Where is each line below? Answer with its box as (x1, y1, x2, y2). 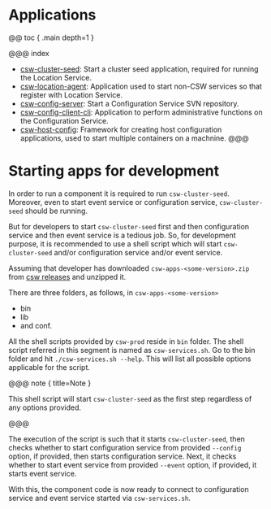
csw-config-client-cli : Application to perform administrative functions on (19, 107, 263, 117)
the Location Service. (19, 72, 92, 82)
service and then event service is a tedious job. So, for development (8, 230, 237, 240)
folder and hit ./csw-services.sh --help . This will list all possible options (8, 354, 252, 363)
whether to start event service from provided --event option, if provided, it (8, 459, 257, 469)
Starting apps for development (8, 162, 220, 181)
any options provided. (8, 402, 81, 412)
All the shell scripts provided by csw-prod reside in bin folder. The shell (8, 336, 244, 346)
